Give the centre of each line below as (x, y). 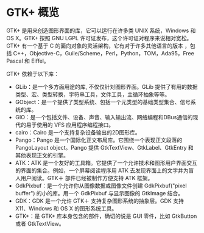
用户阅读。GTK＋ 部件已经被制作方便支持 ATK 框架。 (87, 178)
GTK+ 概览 (33, 12)
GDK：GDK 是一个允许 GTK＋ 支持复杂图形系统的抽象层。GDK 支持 (99, 201)
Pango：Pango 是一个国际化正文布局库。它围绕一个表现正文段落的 (99, 140)
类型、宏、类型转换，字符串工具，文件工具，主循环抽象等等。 (93, 94)
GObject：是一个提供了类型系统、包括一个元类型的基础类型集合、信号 (103, 102)
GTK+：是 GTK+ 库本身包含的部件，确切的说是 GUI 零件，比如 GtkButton (106, 216)
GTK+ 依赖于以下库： (33, 74)
